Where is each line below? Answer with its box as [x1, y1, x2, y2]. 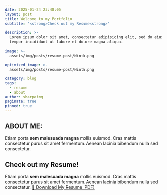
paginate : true [5, 99, 37, 104]
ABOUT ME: [5, 122, 43, 130]
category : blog [5, 76, 37, 81]
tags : [5, 81, 16, 86]
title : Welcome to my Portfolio [5, 16, 72, 21]
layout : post [5, 12, 32, 17]
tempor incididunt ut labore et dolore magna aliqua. [9, 39, 123, 45]
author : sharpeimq [5, 94, 43, 99]
